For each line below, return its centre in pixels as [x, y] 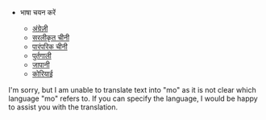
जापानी [41, 65]
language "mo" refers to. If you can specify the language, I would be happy [133, 98]
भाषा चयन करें [38, 12]
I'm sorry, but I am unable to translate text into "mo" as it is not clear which [132, 90]
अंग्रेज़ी [40, 29]
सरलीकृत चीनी [51, 37]
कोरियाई [42, 74]
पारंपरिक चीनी [50, 47]
